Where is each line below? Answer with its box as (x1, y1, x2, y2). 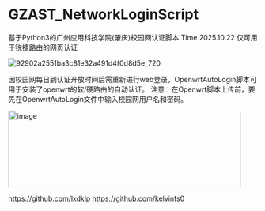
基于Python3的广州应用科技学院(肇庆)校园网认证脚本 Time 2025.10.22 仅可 (8, 32, 252, 42)
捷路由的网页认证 (21, 42, 78, 52)
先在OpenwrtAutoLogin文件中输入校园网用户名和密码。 (8, 94, 188, 104)
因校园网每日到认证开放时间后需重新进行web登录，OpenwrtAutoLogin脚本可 (8, 74, 257, 84)
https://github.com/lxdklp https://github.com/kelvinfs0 (8, 194, 185, 203)
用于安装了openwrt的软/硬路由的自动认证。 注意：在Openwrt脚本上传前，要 (8, 85, 256, 94)
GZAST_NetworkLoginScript (8, 6, 199, 24)
